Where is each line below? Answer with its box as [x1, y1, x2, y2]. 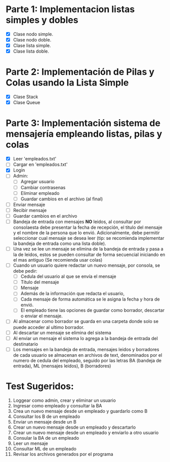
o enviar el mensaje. [20, 313, 63, 319]
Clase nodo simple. [13, 31, 54, 37]
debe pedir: [13, 268, 37, 274]
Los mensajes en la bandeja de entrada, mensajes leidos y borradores [13, 346, 159, 352]
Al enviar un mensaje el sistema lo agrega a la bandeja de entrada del [13, 335, 158, 341]
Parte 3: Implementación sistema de [6, 117, 161, 129]
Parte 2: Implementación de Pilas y [6, 66, 155, 78]
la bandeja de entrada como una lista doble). [13, 240, 106, 246]
